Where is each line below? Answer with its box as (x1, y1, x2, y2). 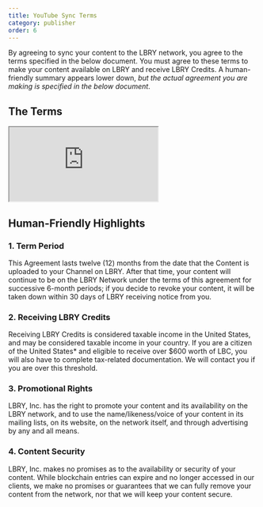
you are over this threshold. (8, 364, 97, 373)
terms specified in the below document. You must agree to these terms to (8, 56, 249, 66)
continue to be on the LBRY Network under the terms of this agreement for (8, 275, 252, 284)
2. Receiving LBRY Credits (8, 311, 111, 322)
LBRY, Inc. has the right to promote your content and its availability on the (8, 401, 248, 410)
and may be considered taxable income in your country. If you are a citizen (8, 338, 252, 348)
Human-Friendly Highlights (8, 216, 146, 230)
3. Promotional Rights (8, 383, 93, 395)
